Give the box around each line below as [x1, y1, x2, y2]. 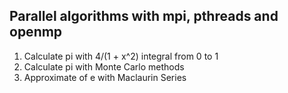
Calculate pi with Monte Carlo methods [23, 60, 185, 73]
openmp [9, 24, 63, 41]
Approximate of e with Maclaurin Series [23, 71, 187, 83]
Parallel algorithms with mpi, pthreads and [9, 8, 279, 25]
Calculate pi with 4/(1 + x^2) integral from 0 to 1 [23, 50, 219, 62]
